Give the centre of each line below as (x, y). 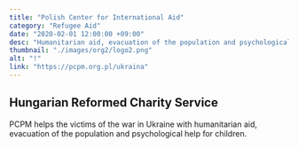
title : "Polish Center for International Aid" (97, 17)
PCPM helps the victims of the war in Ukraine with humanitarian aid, (133, 124)
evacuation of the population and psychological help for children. (128, 133)
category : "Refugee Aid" (55, 26)
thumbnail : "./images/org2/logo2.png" (81, 51)
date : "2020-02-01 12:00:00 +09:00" (77, 34)
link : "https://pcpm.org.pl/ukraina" (79, 67)
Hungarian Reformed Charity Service (114, 103)
